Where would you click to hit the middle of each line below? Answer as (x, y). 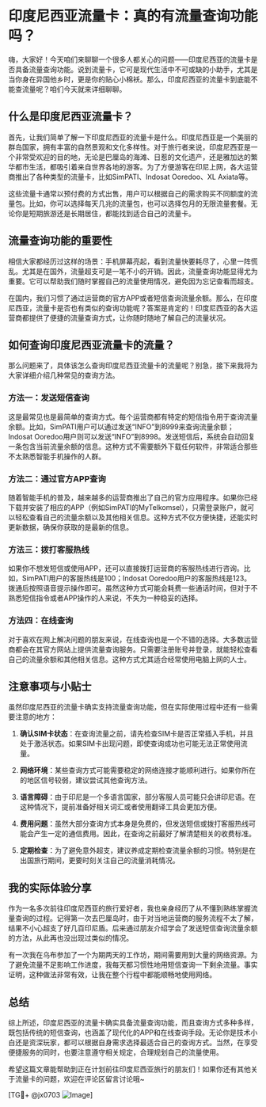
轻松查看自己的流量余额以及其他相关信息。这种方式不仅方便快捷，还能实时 (136, 517)
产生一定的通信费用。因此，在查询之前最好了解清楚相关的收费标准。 (144, 834)
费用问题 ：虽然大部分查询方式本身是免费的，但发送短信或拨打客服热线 (134, 824)
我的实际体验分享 (50, 888)
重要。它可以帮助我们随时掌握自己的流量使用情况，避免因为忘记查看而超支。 (133, 281)
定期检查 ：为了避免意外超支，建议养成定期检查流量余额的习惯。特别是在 (137, 850)
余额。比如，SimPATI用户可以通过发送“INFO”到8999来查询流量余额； (122, 426)
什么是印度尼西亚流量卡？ (70, 117)
